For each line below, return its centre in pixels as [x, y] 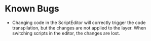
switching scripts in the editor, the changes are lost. [66, 33]
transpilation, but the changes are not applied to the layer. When [79, 27]
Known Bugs [32, 9]
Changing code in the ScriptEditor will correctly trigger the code [79, 22]
